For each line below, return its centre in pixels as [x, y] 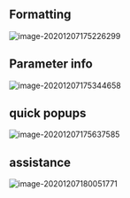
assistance [40, 162]
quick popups [48, 113]
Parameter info [51, 64]
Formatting [40, 15]
